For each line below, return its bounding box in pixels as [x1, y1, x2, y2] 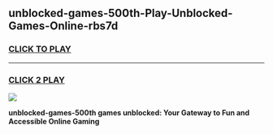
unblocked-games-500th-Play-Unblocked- [8, 6, 233, 20]
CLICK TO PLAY [8, 44, 71, 55]
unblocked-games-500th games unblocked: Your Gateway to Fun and [8, 107, 250, 117]
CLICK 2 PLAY [8, 74, 65, 85]
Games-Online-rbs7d [8, 19, 119, 33]
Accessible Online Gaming [8, 116, 100, 126]
